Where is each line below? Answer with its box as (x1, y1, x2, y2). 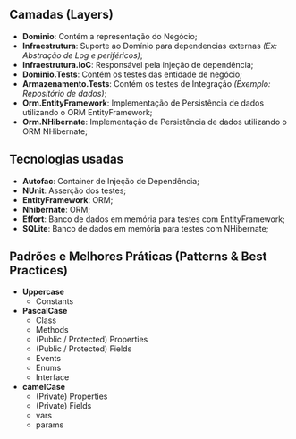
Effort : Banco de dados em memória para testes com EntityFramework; (21, 214, 286, 224)
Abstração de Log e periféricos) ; (21, 49, 143, 61)
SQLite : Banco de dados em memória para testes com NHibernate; (21, 223, 269, 233)
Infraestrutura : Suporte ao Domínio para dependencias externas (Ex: (21, 40, 277, 51)
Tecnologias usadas (9, 152, 123, 167)
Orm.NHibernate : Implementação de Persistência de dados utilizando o (21, 116, 288, 127)
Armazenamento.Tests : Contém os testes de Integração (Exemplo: (21, 78, 271, 89)
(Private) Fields (35, 401, 92, 411)
